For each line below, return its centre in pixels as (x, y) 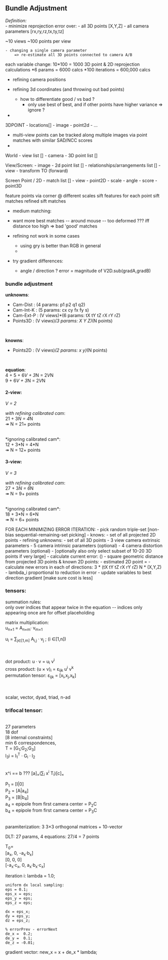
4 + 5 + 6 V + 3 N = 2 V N (30, 375)
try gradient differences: (38, 261)
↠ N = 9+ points (22, 493)
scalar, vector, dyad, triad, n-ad (38, 697)
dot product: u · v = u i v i (30, 662)
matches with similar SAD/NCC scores (52, 140)
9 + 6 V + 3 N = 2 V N (25, 381)
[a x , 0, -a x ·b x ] (19, 853)
